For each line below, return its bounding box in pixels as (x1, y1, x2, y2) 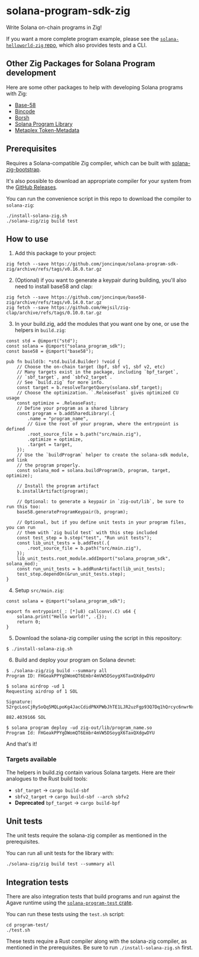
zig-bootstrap (6, 166, 40, 173)
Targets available (6, 755, 57, 763)
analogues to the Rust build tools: (6, 775, 88, 782)
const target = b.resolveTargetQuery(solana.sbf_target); (17, 385, 163, 391)
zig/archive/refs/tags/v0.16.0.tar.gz (6, 266, 102, 272)
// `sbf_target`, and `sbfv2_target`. (17, 374, 113, 380)
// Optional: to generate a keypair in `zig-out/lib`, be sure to (17, 499, 184, 505)
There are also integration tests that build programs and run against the (6, 893, 180, 900)
